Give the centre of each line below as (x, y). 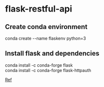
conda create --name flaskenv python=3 (45, 38)
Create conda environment (46, 27)
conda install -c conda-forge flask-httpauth (48, 70)
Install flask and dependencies (52, 53)
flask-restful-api (39, 9)
